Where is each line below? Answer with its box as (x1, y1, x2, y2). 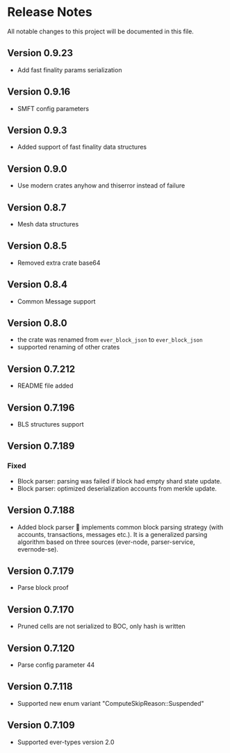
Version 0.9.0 (7, 163, 67, 174)
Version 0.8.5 (7, 240, 67, 252)
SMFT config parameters (17, 104, 89, 113)
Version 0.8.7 (7, 201, 67, 213)
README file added (17, 381, 74, 390)
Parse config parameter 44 (17, 661, 95, 669)
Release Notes (7, 4, 92, 20)
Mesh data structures (17, 220, 79, 228)
